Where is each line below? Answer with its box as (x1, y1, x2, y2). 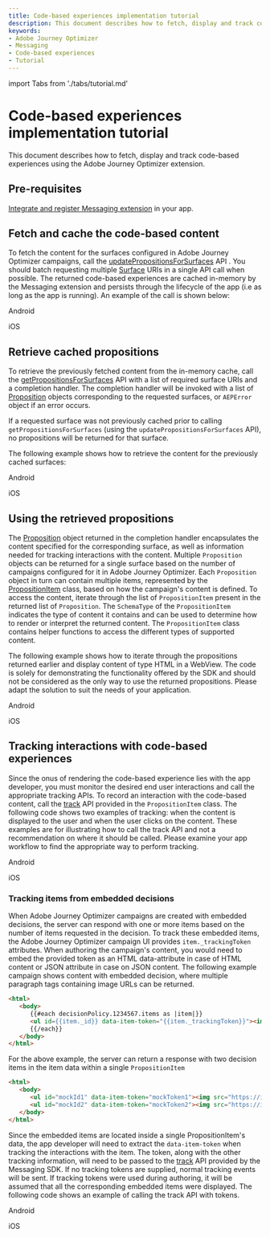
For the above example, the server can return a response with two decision (8, 1054, 257, 1064)
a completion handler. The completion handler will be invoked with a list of (8, 383, 255, 394)
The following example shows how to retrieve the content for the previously (8, 449, 259, 459)
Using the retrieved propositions (8, 512, 174, 525)
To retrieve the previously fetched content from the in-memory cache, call (8, 366, 254, 376)
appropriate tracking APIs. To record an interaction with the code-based (8, 790, 247, 800)
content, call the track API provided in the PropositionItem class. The (8, 798, 238, 808)
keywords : (8, 27, 42, 35)
